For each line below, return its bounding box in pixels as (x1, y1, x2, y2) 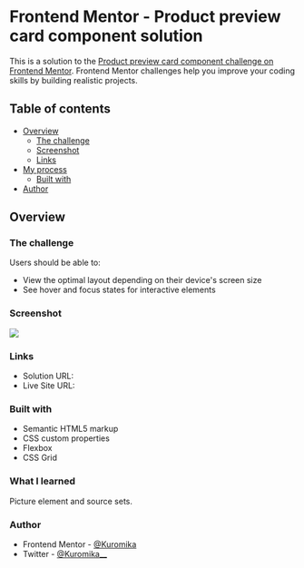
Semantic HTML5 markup (22, 424, 119, 435)
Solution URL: (22, 370, 74, 382)
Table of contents (9, 102, 111, 117)
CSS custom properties (22, 433, 111, 444)
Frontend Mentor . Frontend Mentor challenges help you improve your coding (9, 65, 296, 76)
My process (22, 163, 68, 174)
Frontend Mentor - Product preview (9, 6, 281, 27)
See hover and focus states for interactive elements (22, 284, 216, 296)
